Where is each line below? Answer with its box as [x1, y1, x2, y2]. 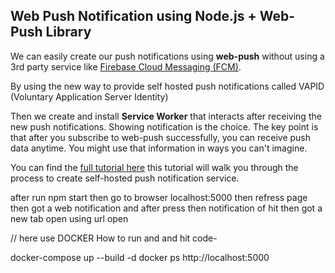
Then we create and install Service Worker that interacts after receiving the [10, 110, 322, 122]
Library [45, 24, 92, 41]
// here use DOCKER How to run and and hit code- [10, 232, 218, 244]
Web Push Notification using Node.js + [10, 8, 257, 25]
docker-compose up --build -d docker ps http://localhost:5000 [10, 251, 270, 263]
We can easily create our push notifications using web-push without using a [10, 50, 325, 62]
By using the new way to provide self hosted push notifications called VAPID [10, 80, 325, 92]
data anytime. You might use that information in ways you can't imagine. [10, 142, 308, 154]
